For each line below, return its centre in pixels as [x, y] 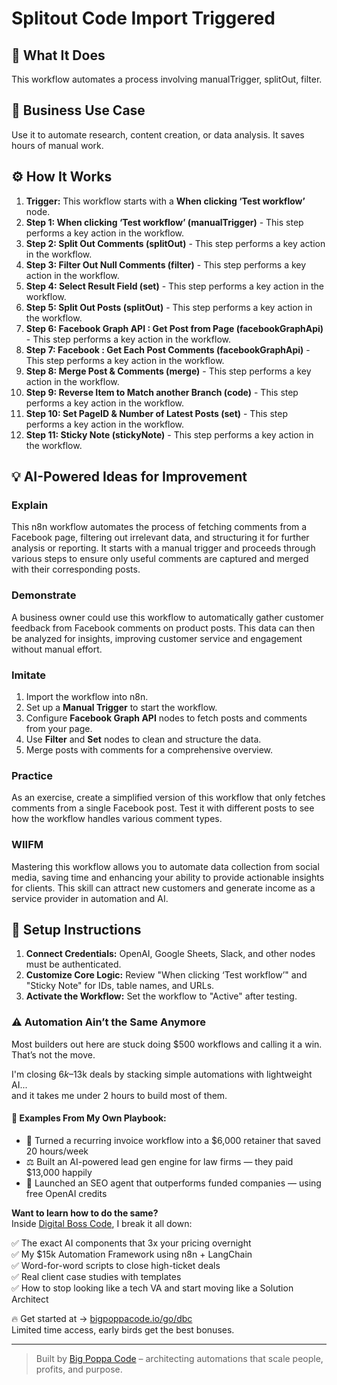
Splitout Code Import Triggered [143, 18]
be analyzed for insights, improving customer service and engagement [157, 638]
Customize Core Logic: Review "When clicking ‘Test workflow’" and [166, 975]
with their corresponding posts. [76, 569]
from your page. [59, 728]
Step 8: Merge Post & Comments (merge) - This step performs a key [168, 371]
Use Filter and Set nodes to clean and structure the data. [143, 739]
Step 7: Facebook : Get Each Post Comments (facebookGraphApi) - [168, 349]
